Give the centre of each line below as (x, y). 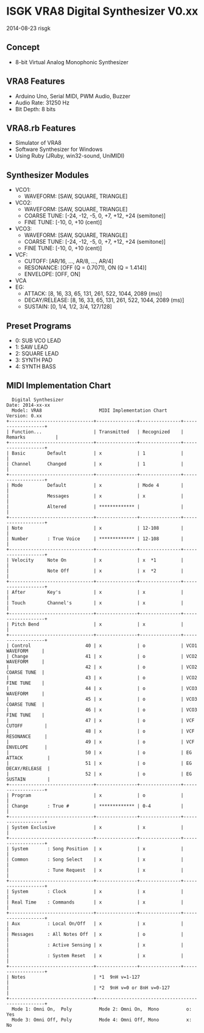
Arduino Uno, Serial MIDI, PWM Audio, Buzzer (73, 96)
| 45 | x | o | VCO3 (102, 699)
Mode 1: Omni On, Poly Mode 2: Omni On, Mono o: (102, 1009)
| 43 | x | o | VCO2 (102, 677)
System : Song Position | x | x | (98, 849)
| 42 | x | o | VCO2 (102, 667)
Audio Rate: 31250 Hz (42, 103)
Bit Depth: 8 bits (35, 109)
